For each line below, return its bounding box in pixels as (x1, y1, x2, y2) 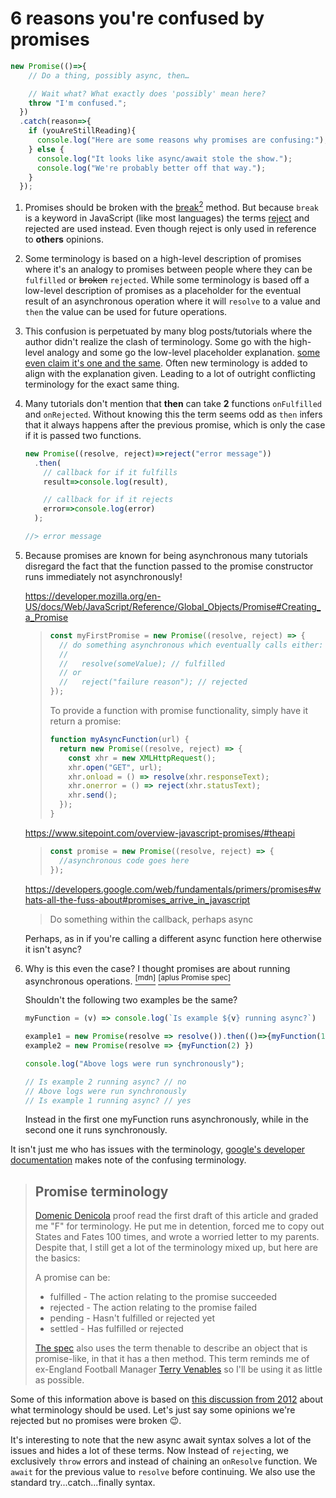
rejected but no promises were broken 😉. (10, 1415, 182, 1427)
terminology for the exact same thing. (24, 378, 180, 390)
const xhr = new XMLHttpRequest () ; (68, 753, 217, 763)
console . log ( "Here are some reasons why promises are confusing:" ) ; (36, 135, 329, 146)
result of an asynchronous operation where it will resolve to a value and (24, 295, 321, 307)
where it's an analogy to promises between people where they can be (24, 263, 313, 275)
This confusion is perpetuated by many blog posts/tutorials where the (24, 325, 313, 337)
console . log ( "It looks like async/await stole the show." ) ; (36, 153, 293, 164)
